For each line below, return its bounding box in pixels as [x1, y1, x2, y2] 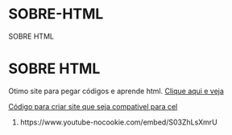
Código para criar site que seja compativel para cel [8, 101, 178, 111]
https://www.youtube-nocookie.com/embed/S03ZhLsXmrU [19, 117, 217, 127]
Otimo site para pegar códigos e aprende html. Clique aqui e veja [8, 86, 224, 96]
